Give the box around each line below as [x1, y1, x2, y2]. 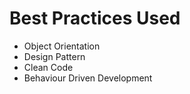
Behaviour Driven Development [23, 72, 153, 84]
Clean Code [23, 61, 74, 73]
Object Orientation [23, 40, 101, 52]
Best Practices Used [9, 7, 181, 30]
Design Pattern [23, 50, 86, 62]
